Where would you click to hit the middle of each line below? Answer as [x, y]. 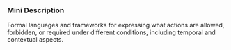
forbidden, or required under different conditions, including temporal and [111, 32]
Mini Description [36, 10]
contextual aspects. [35, 40]
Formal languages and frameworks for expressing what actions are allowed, [116, 25]
